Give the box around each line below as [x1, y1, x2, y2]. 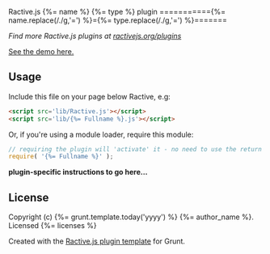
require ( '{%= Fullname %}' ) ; [8, 153, 114, 161]
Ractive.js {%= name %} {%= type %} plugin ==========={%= [8, 7, 226, 16]
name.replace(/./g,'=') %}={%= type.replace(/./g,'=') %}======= [8, 15, 228, 25]
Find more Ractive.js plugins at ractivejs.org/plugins [8, 32, 182, 40]
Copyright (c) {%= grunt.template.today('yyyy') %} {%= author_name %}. [8, 212, 255, 222]
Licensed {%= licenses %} [8, 221, 97, 231]
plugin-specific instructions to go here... [8, 167, 148, 177]
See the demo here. [8, 47, 74, 56]
